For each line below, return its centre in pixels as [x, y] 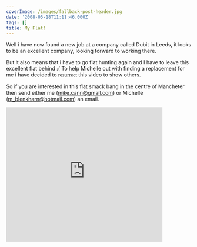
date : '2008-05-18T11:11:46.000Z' [49, 17]
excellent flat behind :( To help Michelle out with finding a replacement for [96, 69]
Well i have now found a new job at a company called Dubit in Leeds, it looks [99, 45]
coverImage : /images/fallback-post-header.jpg [64, 11]
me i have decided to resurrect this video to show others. [74, 75]
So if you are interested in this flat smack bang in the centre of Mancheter [95, 86]
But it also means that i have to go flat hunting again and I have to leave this [98, 62]
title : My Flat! [26, 28]
